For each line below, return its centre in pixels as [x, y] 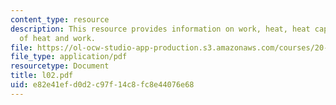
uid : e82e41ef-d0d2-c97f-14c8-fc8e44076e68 [102, 85]
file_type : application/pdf [69, 57]
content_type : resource [60, 19]
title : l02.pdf [42, 76]
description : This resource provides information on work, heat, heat [160, 29]
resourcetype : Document [60, 66]
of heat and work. [58, 38]
